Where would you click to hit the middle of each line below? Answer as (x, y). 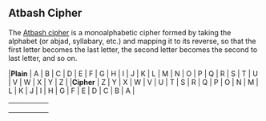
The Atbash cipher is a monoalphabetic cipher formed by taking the (120, 32)
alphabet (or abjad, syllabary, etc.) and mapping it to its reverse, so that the (132, 41)
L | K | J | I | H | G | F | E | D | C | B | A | (72, 91)
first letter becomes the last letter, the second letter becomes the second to (133, 49)
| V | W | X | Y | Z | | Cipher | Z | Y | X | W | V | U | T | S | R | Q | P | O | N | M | (133, 82)
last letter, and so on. (43, 58)
